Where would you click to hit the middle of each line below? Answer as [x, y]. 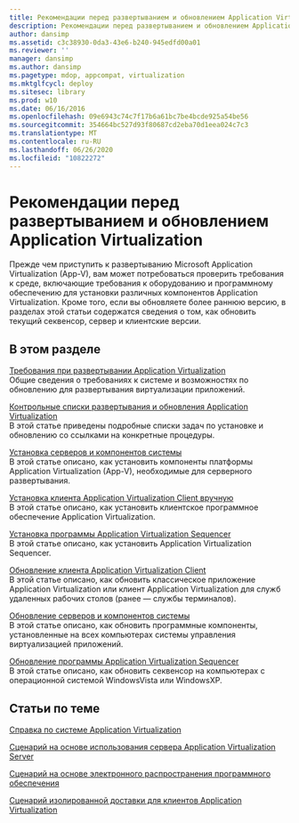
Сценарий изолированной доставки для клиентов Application [125, 801]
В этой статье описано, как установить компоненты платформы [131, 462]
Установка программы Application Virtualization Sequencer [120, 534]
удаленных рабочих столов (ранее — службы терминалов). [123, 599]
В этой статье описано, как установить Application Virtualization [130, 544]
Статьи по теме [55, 708]
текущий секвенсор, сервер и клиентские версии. [105, 321]
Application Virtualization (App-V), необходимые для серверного [131, 472]
